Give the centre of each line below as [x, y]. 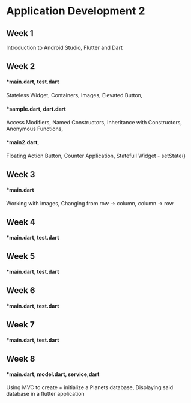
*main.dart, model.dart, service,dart [53, 374]
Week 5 [20, 256]
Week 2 [21, 66]
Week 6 [21, 290]
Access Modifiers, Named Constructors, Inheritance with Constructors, [94, 122]
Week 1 [20, 33]
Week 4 [21, 222]
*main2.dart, [23, 142]
